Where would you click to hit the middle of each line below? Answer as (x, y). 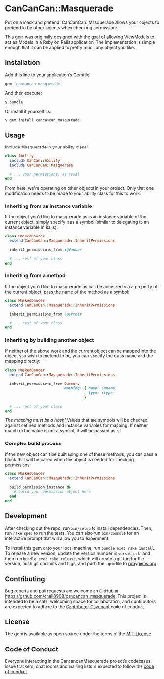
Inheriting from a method (35, 276)
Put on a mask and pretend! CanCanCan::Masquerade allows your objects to (82, 22)
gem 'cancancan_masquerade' (34, 84)
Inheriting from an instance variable (48, 206)
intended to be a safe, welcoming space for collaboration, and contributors (80, 601)
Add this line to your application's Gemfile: (48, 75)
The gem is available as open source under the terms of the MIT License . (79, 634)
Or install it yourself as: (28, 111)
